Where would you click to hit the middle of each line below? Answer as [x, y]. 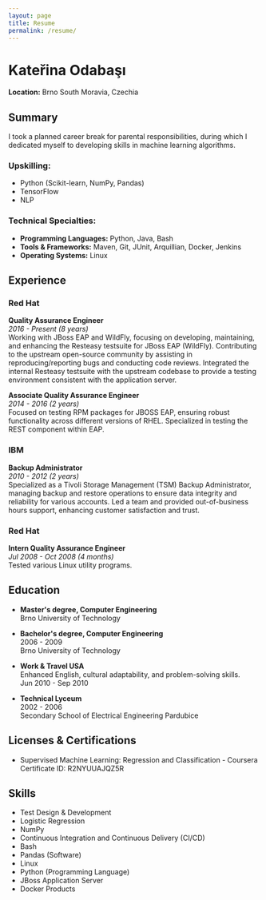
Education [34, 590]
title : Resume [32, 23]
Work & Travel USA [52, 666]
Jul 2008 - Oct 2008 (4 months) [61, 557]
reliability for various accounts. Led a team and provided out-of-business [129, 501]
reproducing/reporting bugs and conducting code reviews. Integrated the [129, 363]
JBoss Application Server [62, 881]
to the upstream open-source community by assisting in [101, 354]
